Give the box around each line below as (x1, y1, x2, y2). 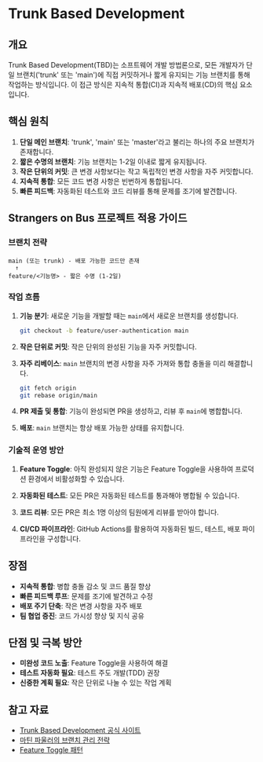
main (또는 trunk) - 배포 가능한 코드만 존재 (8, 257, 140, 265)
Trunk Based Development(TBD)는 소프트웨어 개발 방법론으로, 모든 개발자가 (8, 60, 245, 69)
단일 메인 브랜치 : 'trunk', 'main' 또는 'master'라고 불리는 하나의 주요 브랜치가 (19, 137, 255, 146)
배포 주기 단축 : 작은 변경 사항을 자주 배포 (19, 601, 143, 610)
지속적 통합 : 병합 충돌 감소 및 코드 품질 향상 (19, 581, 152, 591)
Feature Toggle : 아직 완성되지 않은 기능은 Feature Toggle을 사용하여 (19, 464, 234, 474)
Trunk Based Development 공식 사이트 (19, 726, 141, 735)
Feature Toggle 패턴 (19, 746, 84, 755)
